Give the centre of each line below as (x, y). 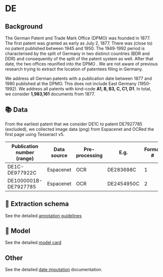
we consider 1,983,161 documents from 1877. (50, 94)
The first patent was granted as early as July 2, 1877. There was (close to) (79, 43)
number (25, 152)
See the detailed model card (33, 242)
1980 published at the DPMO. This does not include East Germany (71, 84)
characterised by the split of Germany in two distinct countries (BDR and (77, 53)
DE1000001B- (25, 180)
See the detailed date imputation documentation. (54, 270)
